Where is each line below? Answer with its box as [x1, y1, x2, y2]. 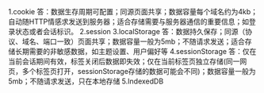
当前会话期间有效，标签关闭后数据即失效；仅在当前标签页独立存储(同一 [8, 56, 240, 66]
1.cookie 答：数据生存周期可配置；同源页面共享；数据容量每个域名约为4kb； [8, 7, 258, 16]
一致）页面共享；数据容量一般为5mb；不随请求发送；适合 [56, 37, 246, 46]
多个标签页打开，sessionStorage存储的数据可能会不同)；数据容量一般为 [21, 67, 256, 76]
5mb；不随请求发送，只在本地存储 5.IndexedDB [8, 76, 164, 86]
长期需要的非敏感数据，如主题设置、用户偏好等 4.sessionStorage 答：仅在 [14, 47, 257, 56]
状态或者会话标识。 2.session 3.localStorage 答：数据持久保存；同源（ [14, 27, 246, 36]
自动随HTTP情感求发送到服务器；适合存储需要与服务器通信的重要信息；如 [8, 17, 250, 26]
